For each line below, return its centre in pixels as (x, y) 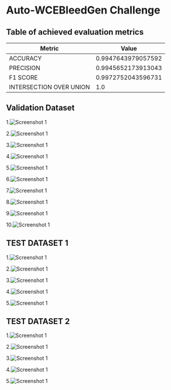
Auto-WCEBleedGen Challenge (83, 10)
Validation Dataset (40, 108)
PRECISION (25, 68)
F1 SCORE (23, 77)
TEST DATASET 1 (37, 243)
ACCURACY (25, 58)
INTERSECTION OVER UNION (49, 87)
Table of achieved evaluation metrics (75, 32)
